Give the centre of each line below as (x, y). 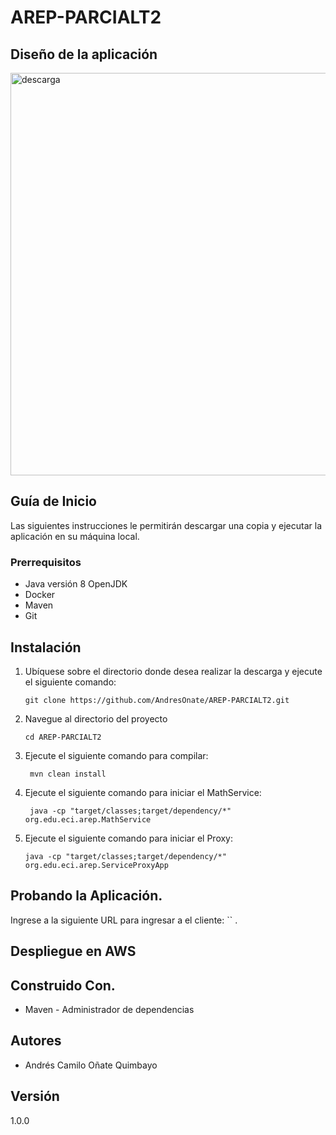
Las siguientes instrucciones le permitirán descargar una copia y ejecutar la (166, 525)
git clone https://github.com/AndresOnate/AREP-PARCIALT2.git (157, 700)
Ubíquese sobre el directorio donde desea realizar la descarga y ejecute (173, 671)
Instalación (46, 647)
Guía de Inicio (53, 501)
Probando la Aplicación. (86, 896)
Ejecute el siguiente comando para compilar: (116, 755)
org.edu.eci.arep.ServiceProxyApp (96, 865)
